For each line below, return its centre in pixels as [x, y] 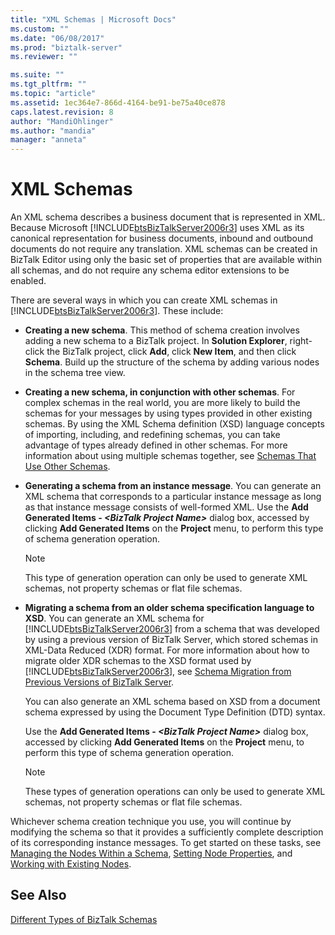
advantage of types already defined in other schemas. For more [156, 445]
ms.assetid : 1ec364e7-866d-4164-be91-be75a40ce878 [118, 102]
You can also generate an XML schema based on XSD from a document [172, 702]
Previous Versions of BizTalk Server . [99, 682]
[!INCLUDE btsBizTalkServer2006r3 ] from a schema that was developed [172, 629]
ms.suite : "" [37, 75]
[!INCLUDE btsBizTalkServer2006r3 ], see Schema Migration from [158, 672]
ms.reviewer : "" [44, 57]
